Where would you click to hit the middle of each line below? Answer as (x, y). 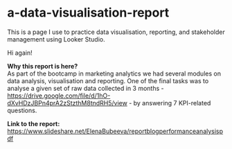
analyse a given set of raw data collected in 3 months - (86, 88)
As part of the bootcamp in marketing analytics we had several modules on (114, 73)
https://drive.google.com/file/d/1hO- (59, 96)
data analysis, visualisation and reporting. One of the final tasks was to (108, 80)
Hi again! (20, 53)
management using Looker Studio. (56, 39)
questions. (22, 110)
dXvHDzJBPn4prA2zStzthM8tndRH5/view (68, 103)
